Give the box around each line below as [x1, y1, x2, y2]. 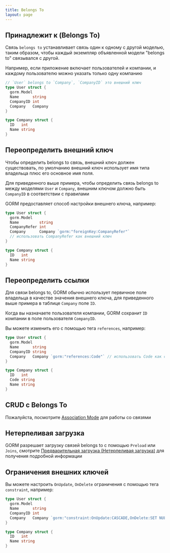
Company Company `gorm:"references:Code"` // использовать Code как [10, 354, 162, 359]
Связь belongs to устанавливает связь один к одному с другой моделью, [5, 44, 164, 51]
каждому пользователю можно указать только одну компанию [5, 71, 143, 77]
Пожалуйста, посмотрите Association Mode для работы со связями [5, 414, 151, 420]
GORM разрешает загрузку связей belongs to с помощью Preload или [5, 442, 156, 448]
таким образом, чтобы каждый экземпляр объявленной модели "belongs [5, 50, 165, 56]
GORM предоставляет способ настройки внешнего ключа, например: [5, 200, 156, 206]
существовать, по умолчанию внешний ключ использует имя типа [5, 164, 150, 170]
